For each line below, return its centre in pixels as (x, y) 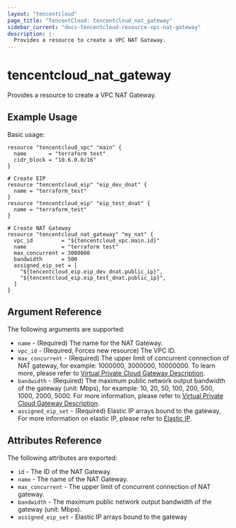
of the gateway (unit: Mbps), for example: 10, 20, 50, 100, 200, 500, (116, 388)
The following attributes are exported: (62, 458)
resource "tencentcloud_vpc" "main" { (64, 147)
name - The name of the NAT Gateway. (73, 479)
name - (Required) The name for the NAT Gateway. (90, 343)
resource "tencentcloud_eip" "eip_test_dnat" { (79, 203)
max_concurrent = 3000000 (52, 253)
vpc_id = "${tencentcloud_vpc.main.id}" (87, 241)
